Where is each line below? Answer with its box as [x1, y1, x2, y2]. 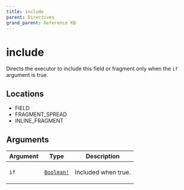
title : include [6, 8, 44, 15]
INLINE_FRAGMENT [14, 117, 64, 124]
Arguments [6, 135, 50, 145]
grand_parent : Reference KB [6, 20, 76, 26]
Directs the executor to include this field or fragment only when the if [6, 65, 178, 72]
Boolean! [44, 169, 69, 176]
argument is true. [6, 71, 49, 79]
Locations [6, 89, 44, 99]
